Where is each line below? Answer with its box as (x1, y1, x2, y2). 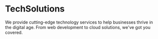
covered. (5, 29, 23, 35)
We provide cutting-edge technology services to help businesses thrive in (5, 19, 153, 25)
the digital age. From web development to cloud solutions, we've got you (5, 24, 151, 30)
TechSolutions (5, 3, 65, 14)
